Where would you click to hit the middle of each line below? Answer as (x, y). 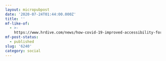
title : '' (15, 19)
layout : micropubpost (27, 10)
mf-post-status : (22, 37)
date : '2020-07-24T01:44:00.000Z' (41, 14)
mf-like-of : (17, 23)
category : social (23, 51)
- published (22, 42)
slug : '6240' (19, 46)
